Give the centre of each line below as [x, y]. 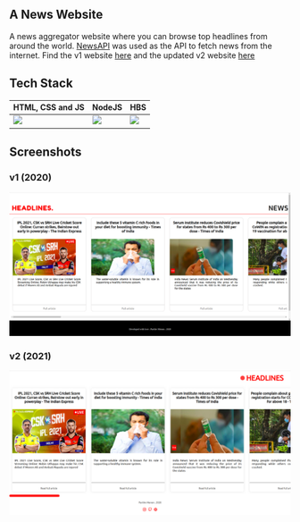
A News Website [56, 15]
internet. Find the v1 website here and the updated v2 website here [132, 55]
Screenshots [46, 152]
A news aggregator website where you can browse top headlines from [138, 36]
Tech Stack [41, 84]
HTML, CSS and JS [49, 107]
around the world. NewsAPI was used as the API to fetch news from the [141, 46]
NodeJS [108, 107]
